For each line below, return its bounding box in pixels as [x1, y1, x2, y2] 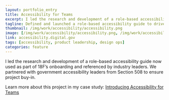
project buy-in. [5, 74, 36, 80]
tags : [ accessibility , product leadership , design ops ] [5, 40, 125, 45]
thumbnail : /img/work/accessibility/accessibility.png [5, 26, 123, 31]
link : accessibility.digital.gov [5, 35, 75, 40]
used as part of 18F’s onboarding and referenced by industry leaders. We [5, 63, 157, 69]
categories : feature [5, 44, 49, 49]
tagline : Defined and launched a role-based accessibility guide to [5, 21, 152, 26]
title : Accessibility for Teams [5, 12, 73, 17]
